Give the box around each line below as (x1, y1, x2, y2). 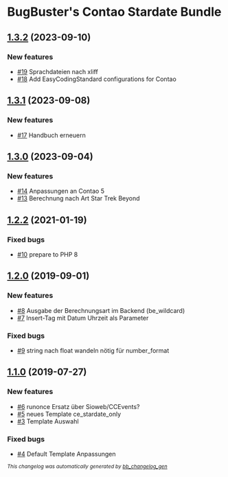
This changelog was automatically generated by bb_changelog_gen (7, 463, 168, 470)
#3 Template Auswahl (16, 417, 79, 426)
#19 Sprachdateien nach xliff (16, 67, 98, 75)
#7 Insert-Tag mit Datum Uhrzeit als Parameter (16, 314, 149, 322)
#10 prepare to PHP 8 (16, 250, 78, 258)
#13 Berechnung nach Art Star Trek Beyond (16, 194, 140, 202)
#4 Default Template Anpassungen (16, 450, 116, 458)
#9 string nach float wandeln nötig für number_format (16, 346, 170, 354)
